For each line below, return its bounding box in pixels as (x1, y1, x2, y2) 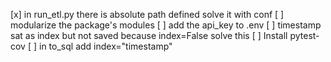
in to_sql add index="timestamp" (39, 40, 173, 52)
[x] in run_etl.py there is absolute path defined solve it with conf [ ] (10, 9, 285, 20)
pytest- (289, 30, 320, 41)
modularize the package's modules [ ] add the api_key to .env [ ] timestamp (10, 19, 322, 31)
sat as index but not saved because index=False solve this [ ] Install (10, 30, 288, 41)
